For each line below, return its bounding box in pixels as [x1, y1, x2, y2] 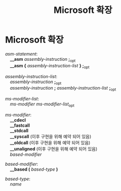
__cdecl [9, 117, 26, 123]
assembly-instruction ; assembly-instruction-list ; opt [9, 85, 117, 92]
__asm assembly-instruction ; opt [9, 56, 76, 63]
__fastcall [9, 122, 30, 128]
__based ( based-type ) [9, 166, 58, 172]
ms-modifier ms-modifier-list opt [9, 101, 75, 108]
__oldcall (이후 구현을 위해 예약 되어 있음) [9, 140, 90, 145]
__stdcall [9, 127, 29, 134]
